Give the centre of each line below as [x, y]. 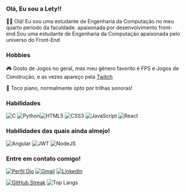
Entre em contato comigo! [43, 159]
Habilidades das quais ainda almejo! [58, 131]
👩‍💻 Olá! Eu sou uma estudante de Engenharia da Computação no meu [90, 22]
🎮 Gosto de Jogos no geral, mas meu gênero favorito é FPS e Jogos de [93, 68]
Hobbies [18, 55]
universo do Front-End [33, 40]
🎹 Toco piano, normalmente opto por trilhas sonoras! [69, 88]
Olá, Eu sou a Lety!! [34, 9]
